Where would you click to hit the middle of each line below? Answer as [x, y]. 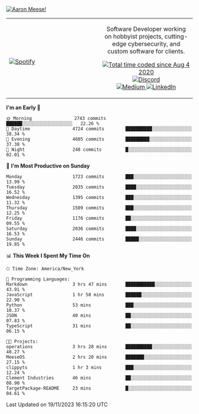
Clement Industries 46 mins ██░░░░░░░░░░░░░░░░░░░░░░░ [99, 378]
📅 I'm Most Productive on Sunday [48, 166]
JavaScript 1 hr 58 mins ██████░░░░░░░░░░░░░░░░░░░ [99, 295]
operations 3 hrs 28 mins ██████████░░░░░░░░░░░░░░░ [99, 347]
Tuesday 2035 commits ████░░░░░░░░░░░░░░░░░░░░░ [99, 187]
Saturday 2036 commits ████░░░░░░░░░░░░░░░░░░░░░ [99, 229]
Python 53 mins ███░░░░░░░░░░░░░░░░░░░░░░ [99, 305]
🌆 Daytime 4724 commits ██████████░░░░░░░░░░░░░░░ [99, 129]
